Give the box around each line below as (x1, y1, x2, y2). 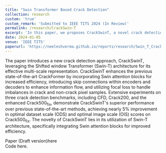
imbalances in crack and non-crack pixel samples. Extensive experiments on (5, 89, 161, 95)
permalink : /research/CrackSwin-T (5, 26, 77, 31)
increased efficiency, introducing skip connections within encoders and (5, 79, 151, 85)
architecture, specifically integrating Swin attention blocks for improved (5, 123, 151, 129)
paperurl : (5, 44, 26, 49)
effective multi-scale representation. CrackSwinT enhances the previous (5, 68, 152, 74)
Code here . (5, 143, 28, 149)
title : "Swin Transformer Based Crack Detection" (5, 7, 110, 12)
